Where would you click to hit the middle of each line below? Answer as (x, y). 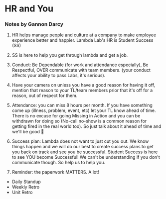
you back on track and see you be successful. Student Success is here (85, 152)
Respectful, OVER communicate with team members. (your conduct (81, 70)
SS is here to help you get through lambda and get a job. (70, 55)
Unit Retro (22, 193)
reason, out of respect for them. (45, 96)
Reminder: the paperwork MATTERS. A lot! (55, 172)
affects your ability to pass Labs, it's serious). (59, 76)
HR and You (29, 9)
